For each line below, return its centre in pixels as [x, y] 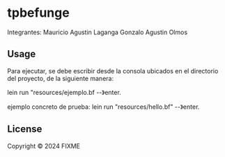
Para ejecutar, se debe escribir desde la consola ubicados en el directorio [113, 70]
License [25, 129]
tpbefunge [38, 13]
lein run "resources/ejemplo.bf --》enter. [64, 92]
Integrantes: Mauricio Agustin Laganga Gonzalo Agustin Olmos [98, 32]
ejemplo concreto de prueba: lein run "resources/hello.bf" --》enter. [103, 107]
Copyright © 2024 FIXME [44, 146]
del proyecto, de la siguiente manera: [60, 78]
